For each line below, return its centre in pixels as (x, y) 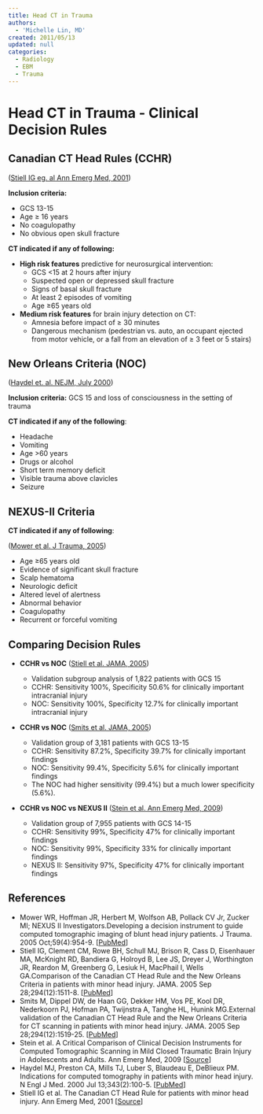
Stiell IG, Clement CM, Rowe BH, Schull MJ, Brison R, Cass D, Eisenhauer (137, 950)
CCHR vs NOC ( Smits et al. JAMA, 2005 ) (85, 727)
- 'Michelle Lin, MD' (51, 30)
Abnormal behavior (51, 603)
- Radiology (35, 60)
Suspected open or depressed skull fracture (102, 280)
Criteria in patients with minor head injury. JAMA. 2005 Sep (115, 984)
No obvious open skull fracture (69, 233)
